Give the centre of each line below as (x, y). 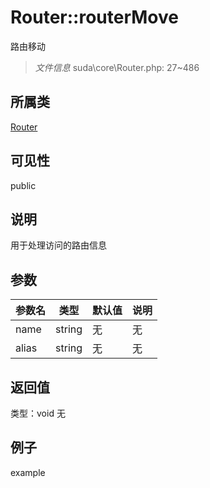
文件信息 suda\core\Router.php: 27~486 (117, 67)
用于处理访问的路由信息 (58, 245)
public (23, 185)
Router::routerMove (94, 17)
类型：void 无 (38, 413)
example (28, 472)
